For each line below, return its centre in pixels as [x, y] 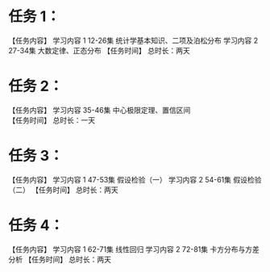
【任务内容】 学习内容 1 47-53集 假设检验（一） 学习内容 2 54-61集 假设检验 [135, 179]
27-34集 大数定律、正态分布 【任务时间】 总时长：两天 [100, 50]
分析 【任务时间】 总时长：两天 [60, 259]
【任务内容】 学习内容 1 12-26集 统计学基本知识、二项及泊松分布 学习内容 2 [133, 40]
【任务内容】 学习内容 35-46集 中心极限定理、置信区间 [100, 110]
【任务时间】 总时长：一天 [52, 120]
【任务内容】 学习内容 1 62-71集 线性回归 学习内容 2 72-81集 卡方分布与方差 [134, 249]
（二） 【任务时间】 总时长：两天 [63, 190]
